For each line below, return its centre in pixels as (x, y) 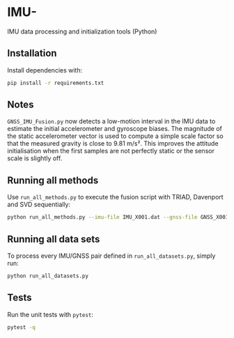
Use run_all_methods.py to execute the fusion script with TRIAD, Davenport (116, 197)
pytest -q (22, 327)
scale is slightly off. (35, 158)
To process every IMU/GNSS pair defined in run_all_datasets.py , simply (111, 256)
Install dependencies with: (45, 70)
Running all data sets (54, 239)
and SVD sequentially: (39, 205)
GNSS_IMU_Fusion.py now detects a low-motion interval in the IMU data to (111, 121)
